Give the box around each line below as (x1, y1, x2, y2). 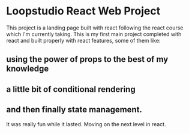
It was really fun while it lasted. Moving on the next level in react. (6, 120, 166, 127)
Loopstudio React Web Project (6, 4, 161, 18)
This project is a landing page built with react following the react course (6, 24, 184, 31)
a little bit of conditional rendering (6, 84, 136, 94)
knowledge (6, 64, 49, 74)
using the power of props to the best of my (6, 54, 169, 64)
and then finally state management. (6, 105, 143, 115)
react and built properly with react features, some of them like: (6, 37, 161, 44)
